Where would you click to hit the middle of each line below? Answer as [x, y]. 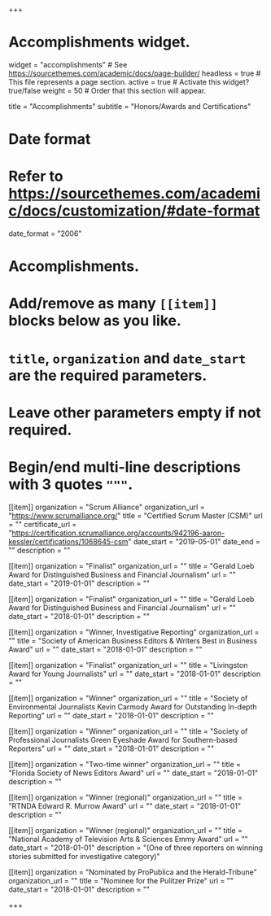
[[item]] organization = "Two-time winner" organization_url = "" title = [125, 764]
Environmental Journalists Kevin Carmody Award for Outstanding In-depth [133, 707]
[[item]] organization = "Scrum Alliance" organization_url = [107, 507]
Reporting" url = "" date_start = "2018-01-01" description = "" [111, 715]
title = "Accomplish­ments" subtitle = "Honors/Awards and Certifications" [130, 106]
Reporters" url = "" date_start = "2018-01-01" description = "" [111, 748]
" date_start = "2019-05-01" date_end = [194, 541]
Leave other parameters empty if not [135, 412]
